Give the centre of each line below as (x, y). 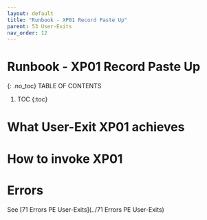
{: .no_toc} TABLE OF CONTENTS (54, 86)
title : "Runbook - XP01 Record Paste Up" (67, 20)
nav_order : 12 (28, 33)
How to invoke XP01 (65, 159)
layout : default (30, 13)
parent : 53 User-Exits (40, 26)
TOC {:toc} (32, 99)
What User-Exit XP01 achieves (96, 127)
